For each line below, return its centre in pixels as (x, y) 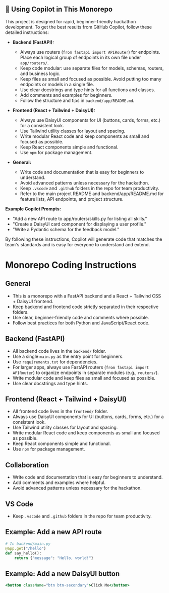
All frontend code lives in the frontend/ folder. (60, 412)
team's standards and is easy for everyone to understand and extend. (78, 244)
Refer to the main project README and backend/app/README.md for (92, 194)
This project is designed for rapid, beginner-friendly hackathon (71, 21)
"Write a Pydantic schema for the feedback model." (66, 229)
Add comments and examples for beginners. (66, 95)
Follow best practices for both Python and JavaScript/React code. (81, 323)
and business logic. (40, 73)
